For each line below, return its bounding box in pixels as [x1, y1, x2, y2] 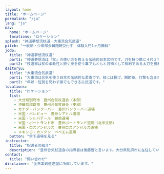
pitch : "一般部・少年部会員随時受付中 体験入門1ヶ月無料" [5, 43, 111, 48]
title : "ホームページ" [5, 12, 47, 17]
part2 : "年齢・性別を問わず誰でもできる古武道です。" [9, 79, 105, 84]
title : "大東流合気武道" [9, 71, 55, 76]
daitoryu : [5, 66, 25, 71]
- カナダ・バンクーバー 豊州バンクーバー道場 [14, 107, 95, 112]
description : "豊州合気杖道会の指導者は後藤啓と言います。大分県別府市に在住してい [9, 148, 160, 153]
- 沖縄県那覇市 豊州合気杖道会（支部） [14, 102, 84, 107]
